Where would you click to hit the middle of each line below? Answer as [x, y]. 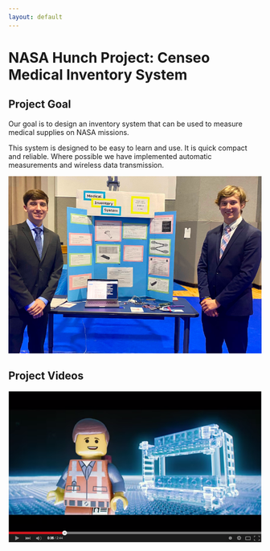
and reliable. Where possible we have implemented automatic [110, 156]
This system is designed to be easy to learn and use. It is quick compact [128, 148]
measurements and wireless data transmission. [86, 165]
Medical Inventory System [98, 74]
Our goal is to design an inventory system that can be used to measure [125, 124]
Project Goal [40, 104]
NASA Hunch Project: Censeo [109, 57]
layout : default [35, 17]
